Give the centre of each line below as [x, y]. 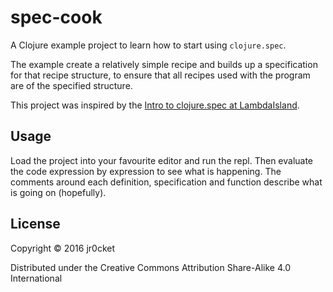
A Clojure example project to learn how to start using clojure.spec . [148, 45]
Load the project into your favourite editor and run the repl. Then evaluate [162, 160]
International [36, 278]
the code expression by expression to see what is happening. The [146, 171]
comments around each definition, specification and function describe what [166, 182]
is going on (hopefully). [58, 192]
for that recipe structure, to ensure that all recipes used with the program [160, 75]
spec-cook [56, 17]
